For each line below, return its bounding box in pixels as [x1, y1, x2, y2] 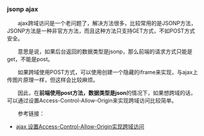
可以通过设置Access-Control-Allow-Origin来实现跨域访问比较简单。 [7, 97, 177, 104]
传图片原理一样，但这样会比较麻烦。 [7, 76, 99, 84]
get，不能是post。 [7, 56, 54, 63]
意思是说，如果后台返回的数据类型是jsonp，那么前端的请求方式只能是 [17, 48, 193, 55]
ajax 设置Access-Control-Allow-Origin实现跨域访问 [15, 123, 145, 130]
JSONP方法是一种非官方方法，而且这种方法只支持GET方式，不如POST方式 [7, 27, 195, 35]
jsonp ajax [7, 5, 39, 13]
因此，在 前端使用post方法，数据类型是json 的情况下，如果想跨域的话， [17, 89, 197, 97]
